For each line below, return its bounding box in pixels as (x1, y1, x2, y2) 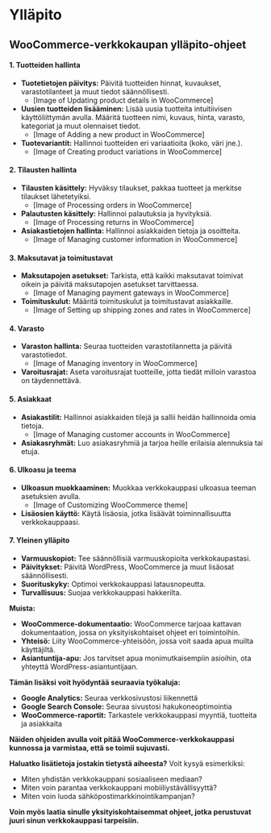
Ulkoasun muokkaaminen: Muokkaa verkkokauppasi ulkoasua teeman (20, 482, 256, 493)
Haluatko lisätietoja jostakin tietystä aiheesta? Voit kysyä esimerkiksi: (9, 759, 245, 768)
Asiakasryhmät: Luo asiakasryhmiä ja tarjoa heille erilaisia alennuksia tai (20, 438, 264, 448)
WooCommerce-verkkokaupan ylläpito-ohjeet (9, 38, 247, 52)
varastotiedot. (20, 350, 68, 360)
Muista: (9, 603, 35, 613)
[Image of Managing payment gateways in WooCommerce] (32, 288, 229, 298)
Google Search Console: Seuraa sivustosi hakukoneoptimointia (20, 702, 232, 711)
